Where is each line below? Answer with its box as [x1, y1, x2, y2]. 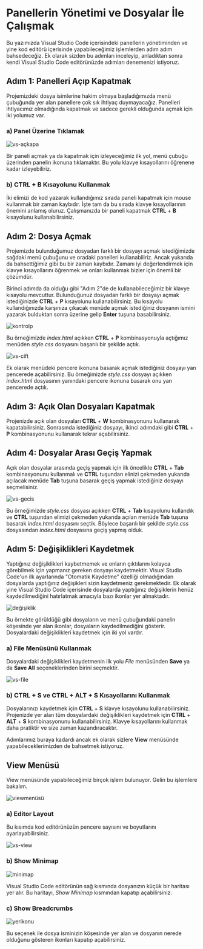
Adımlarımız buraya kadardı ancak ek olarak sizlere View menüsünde [6, 736, 179, 744]
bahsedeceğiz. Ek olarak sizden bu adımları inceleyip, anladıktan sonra [6, 52, 183, 59]
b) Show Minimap [6, 857, 59, 865]
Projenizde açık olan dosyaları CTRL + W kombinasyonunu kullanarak [6, 417, 180, 425]
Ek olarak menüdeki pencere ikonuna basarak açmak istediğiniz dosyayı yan [6, 365, 197, 372]
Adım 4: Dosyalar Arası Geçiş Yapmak [6, 448, 153, 458]
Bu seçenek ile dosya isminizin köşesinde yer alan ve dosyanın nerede [6, 930, 182, 937]
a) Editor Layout [6, 809, 54, 818]
